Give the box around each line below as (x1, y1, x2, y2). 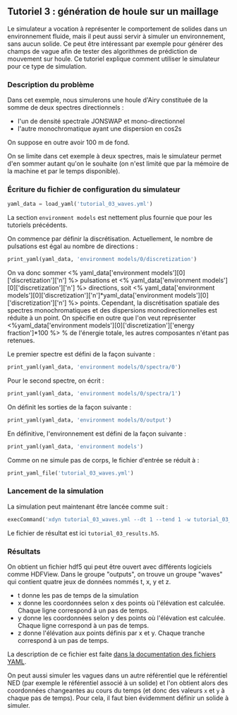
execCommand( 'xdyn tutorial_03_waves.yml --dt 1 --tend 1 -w (7, 516, 191, 523)
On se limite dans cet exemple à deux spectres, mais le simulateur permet (7, 152, 222, 161)
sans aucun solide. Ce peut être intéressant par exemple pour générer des (7, 39, 224, 48)
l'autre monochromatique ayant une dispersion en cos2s (17, 124, 182, 133)
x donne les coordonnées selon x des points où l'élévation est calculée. (17, 599, 226, 607)
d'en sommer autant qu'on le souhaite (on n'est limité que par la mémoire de (7, 159, 229, 168)
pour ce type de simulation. (7, 62, 87, 70)
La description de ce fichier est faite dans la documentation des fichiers (7, 650, 217, 658)
